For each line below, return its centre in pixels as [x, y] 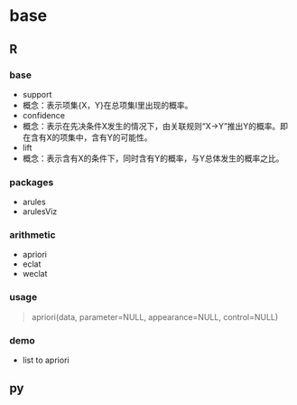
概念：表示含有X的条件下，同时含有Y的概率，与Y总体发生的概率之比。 [153, 158]
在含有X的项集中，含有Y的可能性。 [87, 137]
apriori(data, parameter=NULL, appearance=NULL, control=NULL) [155, 316]
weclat [35, 274]
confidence [44, 115]
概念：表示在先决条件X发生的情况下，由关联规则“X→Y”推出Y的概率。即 [155, 126]
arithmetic [32, 235]
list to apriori [46, 360]
